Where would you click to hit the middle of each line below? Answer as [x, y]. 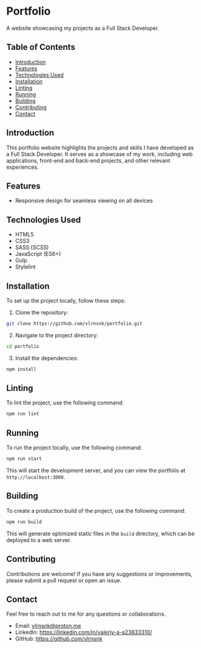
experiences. [23, 167]
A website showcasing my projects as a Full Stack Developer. [83, 28]
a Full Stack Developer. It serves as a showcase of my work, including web [100, 154]
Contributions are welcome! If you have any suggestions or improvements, [99, 574]
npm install [21, 369]
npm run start [24, 459]
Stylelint [25, 267]
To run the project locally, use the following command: [74, 448]
